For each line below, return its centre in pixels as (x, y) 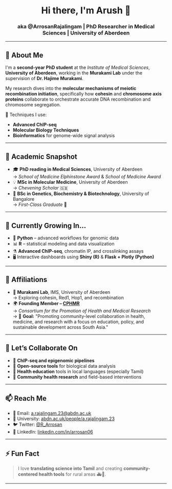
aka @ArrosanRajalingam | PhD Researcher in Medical (86, 27)
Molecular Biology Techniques (46, 130)
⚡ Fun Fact (22, 453)
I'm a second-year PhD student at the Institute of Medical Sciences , (78, 68)
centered (28, 474)
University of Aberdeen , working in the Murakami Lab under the (74, 73)
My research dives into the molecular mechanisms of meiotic (71, 88)
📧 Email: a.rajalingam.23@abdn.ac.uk (52, 413)
